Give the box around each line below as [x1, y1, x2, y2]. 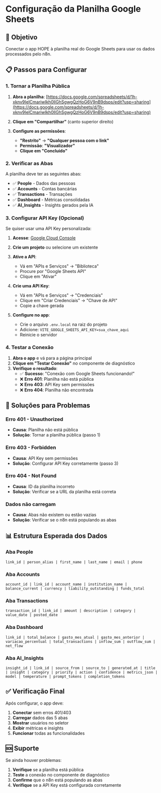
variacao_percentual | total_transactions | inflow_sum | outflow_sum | [5, 639, 156, 644]
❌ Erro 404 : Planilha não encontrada [19, 387, 94, 393]
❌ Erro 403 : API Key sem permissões [19, 381, 95, 387]
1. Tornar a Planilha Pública [5, 83, 70, 89]
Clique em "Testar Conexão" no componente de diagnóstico [12, 360, 135, 366]
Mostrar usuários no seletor [12, 720, 69, 726]
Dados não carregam [5, 501, 56, 507]
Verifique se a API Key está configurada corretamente [12, 782, 122, 788]
